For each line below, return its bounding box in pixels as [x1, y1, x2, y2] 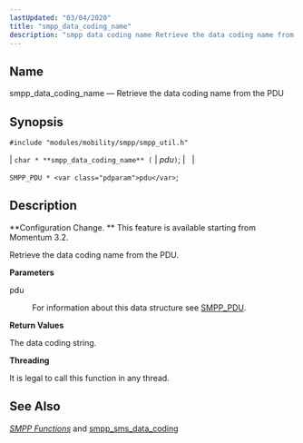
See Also [9, 399, 61, 414]
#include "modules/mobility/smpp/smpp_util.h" [9, 138, 189, 147]
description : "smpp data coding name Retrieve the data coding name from [9, 30, 295, 39]
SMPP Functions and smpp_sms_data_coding [9, 423, 179, 434]
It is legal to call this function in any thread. [9, 372, 170, 383]
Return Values [9, 320, 64, 330]
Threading [9, 355, 50, 366]
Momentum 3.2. [9, 231, 69, 242]
